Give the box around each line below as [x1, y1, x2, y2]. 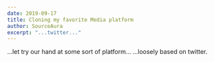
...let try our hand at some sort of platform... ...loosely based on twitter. [7, 48, 208, 56]
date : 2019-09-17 [7, 10, 57, 17]
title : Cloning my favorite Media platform [7, 16, 134, 23]
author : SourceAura [7, 22, 63, 29]
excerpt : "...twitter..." [7, 29, 81, 36]
